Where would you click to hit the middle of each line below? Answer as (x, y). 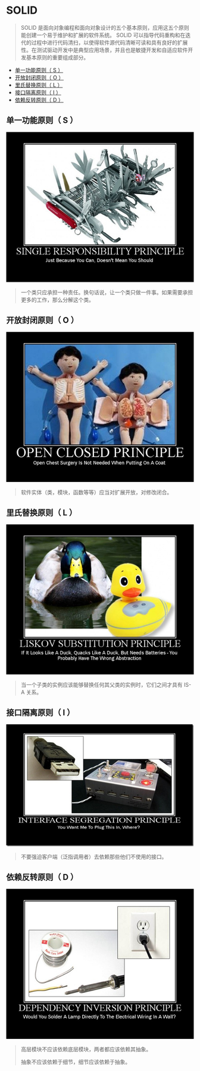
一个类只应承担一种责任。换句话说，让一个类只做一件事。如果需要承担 (107, 292)
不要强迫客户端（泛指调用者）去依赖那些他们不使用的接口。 (94, 857)
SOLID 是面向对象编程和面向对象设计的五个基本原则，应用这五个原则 (105, 27)
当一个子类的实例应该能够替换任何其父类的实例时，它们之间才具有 (101, 684)
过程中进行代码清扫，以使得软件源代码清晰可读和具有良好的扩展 (110, 42)
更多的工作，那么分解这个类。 (57, 300)
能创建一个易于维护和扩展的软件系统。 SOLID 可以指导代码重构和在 (103, 35)
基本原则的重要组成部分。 (57, 57)
